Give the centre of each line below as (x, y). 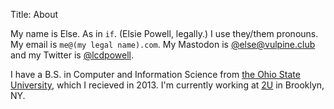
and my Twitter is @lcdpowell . (72, 55)
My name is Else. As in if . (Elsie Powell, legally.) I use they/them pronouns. (164, 33)
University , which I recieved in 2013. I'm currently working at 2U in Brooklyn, (167, 85)
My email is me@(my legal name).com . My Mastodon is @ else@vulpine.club (163, 44)
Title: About (34, 14)
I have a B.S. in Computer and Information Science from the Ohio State (155, 74)
